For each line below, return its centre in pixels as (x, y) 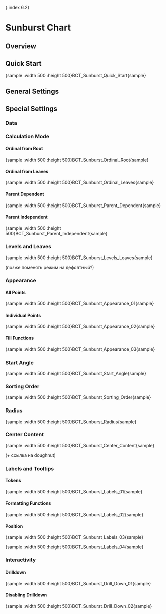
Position (14, 526)
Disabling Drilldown (26, 595)
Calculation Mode (27, 137)
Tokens (13, 480)
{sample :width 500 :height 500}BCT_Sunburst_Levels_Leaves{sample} (79, 258)
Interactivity (21, 560)
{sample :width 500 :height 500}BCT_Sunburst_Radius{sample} (71, 422)
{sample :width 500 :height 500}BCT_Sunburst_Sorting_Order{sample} (78, 397)
